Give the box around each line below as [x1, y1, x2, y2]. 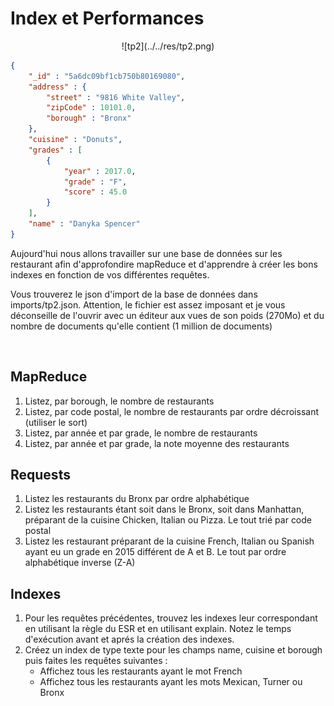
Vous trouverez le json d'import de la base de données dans [10, 288, 258, 300]
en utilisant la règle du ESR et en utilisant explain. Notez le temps [24, 623, 292, 635]
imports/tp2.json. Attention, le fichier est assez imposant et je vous [10, 298, 286, 311]
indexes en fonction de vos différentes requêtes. [10, 268, 210, 281]
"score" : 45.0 [63, 187, 128, 197]
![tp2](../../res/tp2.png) [121, 40, 215, 52]
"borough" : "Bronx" [46, 113, 132, 124]
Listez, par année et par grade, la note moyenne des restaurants [24, 437, 290, 449]
